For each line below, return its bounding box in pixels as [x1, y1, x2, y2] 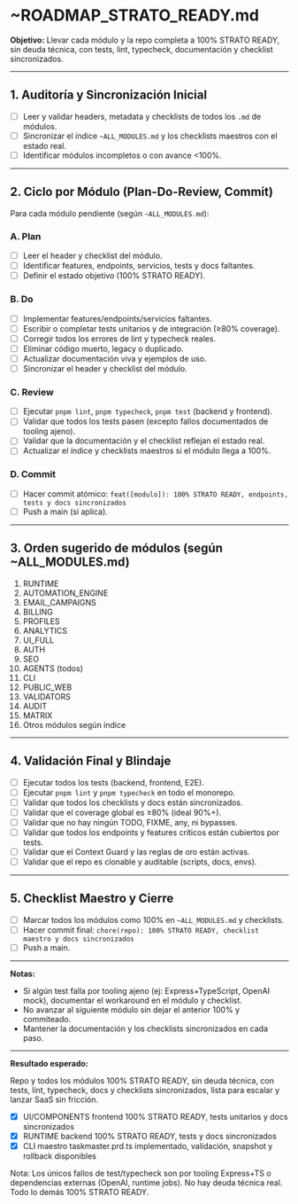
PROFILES [22, 615, 60, 626]
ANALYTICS [22, 625, 67, 636]
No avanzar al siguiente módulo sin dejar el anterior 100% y [22, 1005, 241, 1015]
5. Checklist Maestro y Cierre [10, 891, 174, 906]
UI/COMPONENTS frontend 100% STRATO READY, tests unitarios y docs [22, 1112, 288, 1122]
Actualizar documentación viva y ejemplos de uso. [22, 353, 207, 364]
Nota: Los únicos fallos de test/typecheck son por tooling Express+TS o [10, 1168, 272, 1179]
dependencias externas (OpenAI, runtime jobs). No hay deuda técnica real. [10, 1177, 283, 1188]
